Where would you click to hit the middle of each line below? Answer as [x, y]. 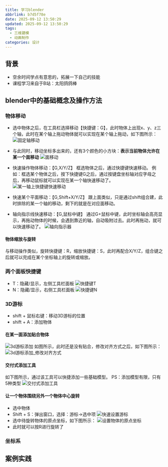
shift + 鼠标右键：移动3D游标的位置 [49, 316]
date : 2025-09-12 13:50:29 [33, 19]
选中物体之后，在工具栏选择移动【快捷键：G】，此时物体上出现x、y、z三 [87, 128]
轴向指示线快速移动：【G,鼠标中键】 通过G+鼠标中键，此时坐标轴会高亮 [85, 214]
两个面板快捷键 [23, 272]
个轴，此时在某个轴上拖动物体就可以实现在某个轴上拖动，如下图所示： [85, 134]
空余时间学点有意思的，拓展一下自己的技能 [56, 77]
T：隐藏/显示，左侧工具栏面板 [43, 283]
